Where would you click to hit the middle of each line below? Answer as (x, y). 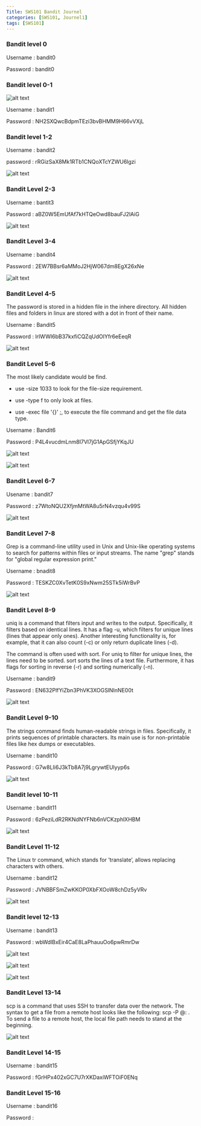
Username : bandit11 (31, 808)
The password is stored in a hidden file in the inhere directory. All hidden (97, 307)
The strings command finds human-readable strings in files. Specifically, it (99, 731)
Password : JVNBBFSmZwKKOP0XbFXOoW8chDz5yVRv (77, 890)
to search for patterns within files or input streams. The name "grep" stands (100, 553)
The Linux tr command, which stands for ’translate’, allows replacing (91, 860)
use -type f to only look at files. (54, 401)
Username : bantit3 (30, 202)
